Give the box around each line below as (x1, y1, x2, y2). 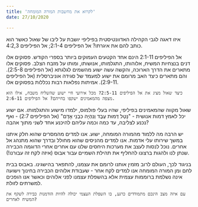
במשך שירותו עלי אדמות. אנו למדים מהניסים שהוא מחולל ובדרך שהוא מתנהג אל (6, 137, 183, 144)
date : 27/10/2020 (6, 14, 49, 20)
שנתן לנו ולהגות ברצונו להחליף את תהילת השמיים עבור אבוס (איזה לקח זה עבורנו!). (6, 149, 190, 156)
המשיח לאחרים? (6, 196, 37, 202)
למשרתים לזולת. (6, 179, 43, 186)
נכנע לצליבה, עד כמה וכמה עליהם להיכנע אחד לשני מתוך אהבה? (6, 119, 149, 126)
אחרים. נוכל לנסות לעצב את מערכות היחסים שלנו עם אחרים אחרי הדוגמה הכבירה (6, 143, 187, 150)
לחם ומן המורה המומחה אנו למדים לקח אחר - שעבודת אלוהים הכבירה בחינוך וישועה (6, 167, 192, 174)
